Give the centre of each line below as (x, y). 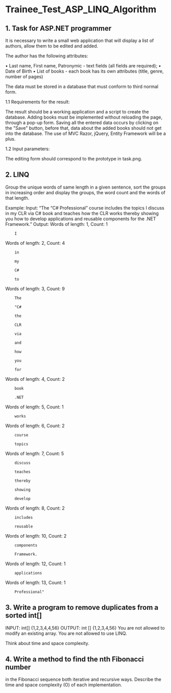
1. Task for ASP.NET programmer (58, 28)
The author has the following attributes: (47, 56)
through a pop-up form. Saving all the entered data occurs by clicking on (82, 123)
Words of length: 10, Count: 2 (36, 536)
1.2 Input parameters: (28, 149)
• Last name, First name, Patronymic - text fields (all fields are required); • (83, 66)
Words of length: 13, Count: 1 (35, 582)
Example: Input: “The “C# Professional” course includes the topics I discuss (85, 207)
